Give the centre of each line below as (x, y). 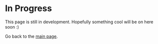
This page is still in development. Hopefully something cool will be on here (79, 22)
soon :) (12, 27)
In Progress (29, 8)
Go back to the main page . (32, 36)
